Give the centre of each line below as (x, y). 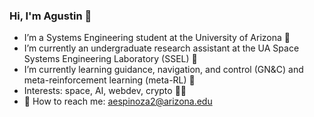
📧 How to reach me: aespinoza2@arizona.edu (118, 101)
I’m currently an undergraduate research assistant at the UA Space (161, 48)
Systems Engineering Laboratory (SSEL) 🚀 (110, 59)
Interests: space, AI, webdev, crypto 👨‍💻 (105, 91)
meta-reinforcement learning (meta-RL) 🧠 (109, 80)
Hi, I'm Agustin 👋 (50, 16)
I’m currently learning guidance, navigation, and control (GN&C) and (163, 70)
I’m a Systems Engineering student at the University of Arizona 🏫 (157, 38)
